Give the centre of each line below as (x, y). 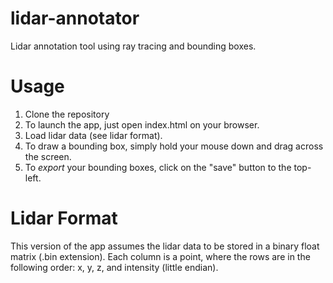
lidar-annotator (75, 18)
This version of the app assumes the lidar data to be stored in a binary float (165, 246)
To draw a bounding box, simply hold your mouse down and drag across (174, 146)
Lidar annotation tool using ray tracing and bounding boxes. (133, 46)
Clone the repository (67, 114)
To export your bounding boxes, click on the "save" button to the (158, 167)
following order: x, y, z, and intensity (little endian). (114, 267)
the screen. (48, 156)
